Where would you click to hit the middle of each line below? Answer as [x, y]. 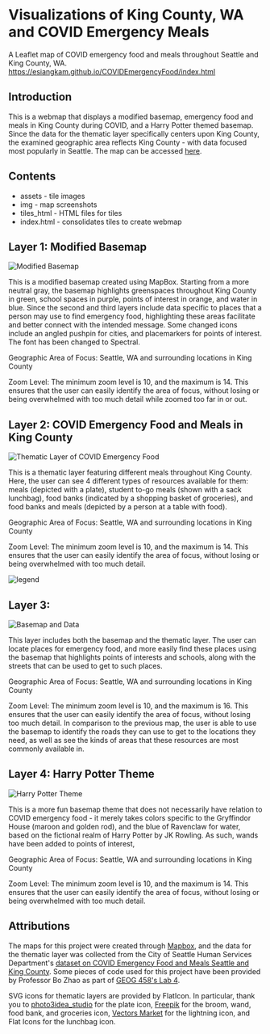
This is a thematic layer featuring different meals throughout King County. [130, 473]
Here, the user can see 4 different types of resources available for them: [128, 481]
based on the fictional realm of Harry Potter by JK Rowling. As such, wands [133, 835]
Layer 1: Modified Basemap [78, 247]
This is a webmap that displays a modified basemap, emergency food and [131, 116]
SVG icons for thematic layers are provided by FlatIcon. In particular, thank [132, 995]
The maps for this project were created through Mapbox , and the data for [130, 945]
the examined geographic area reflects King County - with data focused [128, 142]
